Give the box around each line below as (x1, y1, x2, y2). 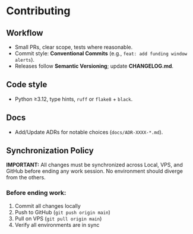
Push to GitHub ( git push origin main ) (14, 208, 111, 216)
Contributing (6, 4, 71, 18)
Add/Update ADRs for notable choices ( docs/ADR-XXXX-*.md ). (14, 128, 163, 135)
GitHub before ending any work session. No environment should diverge (6, 167, 183, 175)
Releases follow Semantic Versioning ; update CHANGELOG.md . (14, 62, 174, 69)
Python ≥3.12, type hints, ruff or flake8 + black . (14, 95, 133, 102)
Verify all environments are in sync (14, 221, 100, 228)
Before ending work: (6, 189, 67, 197)
